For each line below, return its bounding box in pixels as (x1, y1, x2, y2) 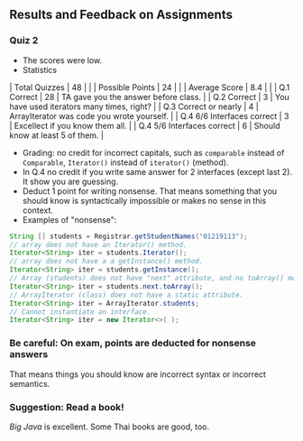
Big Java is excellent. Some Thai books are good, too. (9, 421, 210, 432)
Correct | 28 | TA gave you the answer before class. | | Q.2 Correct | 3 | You (9, 91, 290, 102)
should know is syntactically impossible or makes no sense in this (22, 195, 267, 206)
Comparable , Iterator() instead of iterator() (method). (22, 157, 229, 168)
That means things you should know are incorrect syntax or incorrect (9, 369, 266, 380)
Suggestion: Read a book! (9, 400, 124, 413)
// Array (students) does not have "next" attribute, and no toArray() (9, 274, 284, 283)
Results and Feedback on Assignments (9, 7, 233, 23)
